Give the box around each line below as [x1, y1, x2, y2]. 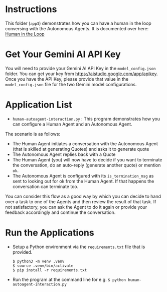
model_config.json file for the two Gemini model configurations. [5, 81, 137, 87]
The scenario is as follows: [5, 131, 61, 137]
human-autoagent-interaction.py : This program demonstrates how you [12, 115, 160, 122]
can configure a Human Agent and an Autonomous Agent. [12, 121, 132, 127]
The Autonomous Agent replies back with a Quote [12, 151, 116, 157]
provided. [12, 249, 33, 255]
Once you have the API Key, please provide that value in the [5, 76, 129, 82]
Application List [5, 99, 72, 110]
